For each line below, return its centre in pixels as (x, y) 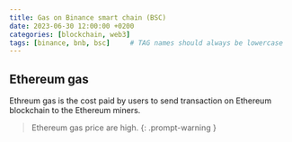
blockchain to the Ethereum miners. (75, 111)
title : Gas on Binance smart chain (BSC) (88, 18)
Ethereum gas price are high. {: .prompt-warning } (124, 128)
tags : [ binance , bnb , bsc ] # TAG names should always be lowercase (146, 43)
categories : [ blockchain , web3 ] (70, 34)
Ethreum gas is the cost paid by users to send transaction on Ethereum (141, 101)
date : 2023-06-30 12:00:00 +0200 (72, 26)
